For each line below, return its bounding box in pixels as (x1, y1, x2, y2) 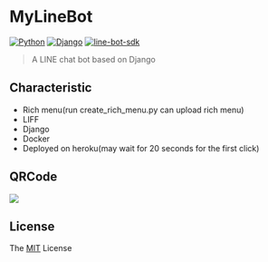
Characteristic (9, 80, 92, 96)
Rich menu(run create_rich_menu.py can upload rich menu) (22, 104, 244, 115)
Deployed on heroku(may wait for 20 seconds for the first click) (22, 142, 260, 153)
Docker (22, 133, 51, 144)
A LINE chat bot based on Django (31, 53, 156, 64)
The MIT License (9, 243, 72, 254)
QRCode (9, 170, 58, 185)
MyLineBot (9, 6, 93, 27)
